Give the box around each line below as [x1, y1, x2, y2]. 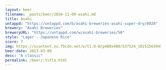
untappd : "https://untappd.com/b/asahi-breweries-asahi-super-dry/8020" [5, 21, 158, 26]
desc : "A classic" [5, 53, 43, 58]
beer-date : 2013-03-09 [5, 48, 52, 53]
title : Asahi [5, 16, 32, 21]
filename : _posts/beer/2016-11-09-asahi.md [5, 12, 96, 17]
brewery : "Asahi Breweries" [5, 26, 63, 31]
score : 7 [5, 39, 23, 44]
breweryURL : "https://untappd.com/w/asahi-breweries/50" [5, 30, 125, 35]
